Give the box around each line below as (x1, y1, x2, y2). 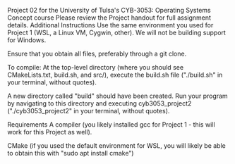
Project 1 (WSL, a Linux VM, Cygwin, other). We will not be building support (7, 28, 226, 37)
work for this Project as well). (7, 128, 92, 136)
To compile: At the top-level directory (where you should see (7, 63, 184, 71)
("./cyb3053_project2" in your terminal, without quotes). (7, 107, 170, 115)
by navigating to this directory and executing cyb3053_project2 (7, 99, 192, 108)
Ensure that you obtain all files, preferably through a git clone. (7, 49, 187, 58)
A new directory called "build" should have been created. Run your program (7, 92, 228, 100)
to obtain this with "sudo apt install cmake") (7, 149, 134, 157)
